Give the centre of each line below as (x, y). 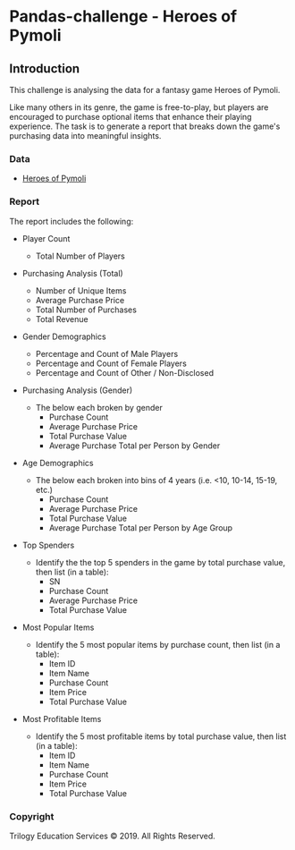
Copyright (32, 816)
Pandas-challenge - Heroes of (123, 17)
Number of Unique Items (81, 290)
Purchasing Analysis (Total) (72, 273)
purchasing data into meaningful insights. (85, 136)
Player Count (46, 238)
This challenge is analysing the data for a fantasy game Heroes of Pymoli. (145, 90)
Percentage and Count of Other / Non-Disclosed (125, 372)
